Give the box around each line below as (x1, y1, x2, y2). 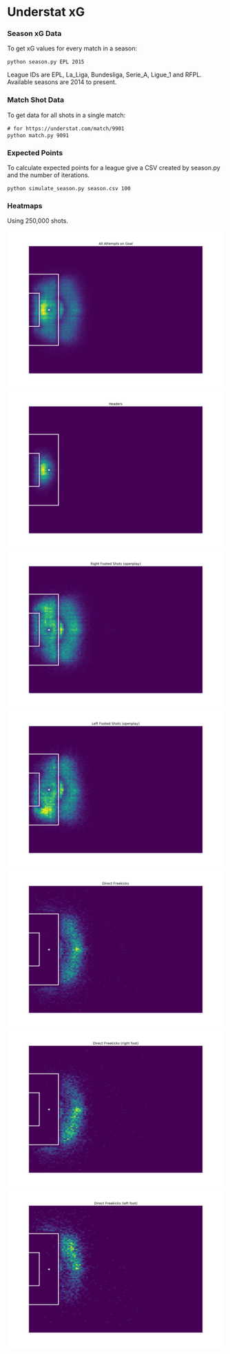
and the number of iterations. (7, 171, 90, 179)
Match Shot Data (7, 95, 64, 105)
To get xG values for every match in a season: (7, 44, 138, 52)
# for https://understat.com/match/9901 (7, 125, 125, 132)
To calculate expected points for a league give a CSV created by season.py (7, 163, 220, 172)
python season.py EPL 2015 (7, 59, 85, 65)
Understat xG (7, 4, 85, 20)
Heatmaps (7, 201, 43, 210)
